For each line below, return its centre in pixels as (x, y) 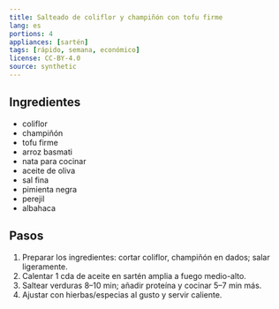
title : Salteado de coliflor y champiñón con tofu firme (116, 17)
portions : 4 (31, 34)
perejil (33, 199)
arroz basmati (47, 152)
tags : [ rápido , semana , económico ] (75, 50)
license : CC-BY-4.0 (45, 58)
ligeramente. (45, 267)
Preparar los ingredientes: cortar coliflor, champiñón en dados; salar (146, 257)
